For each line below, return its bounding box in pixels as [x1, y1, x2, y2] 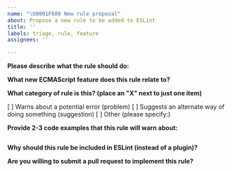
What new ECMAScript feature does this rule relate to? [7, 75, 171, 84]
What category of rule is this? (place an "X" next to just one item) [7, 89, 202, 98]
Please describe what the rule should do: [7, 62, 129, 70]
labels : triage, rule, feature [7, 29, 99, 37]
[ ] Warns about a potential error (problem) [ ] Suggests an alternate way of [7, 102, 225, 111]
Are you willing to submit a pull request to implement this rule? [7, 157, 194, 166]
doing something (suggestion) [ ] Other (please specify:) [7, 110, 171, 119]
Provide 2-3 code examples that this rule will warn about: [7, 124, 178, 132]
